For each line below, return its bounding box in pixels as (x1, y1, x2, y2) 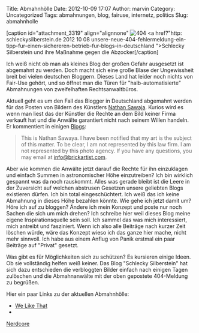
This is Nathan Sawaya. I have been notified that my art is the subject (20, 134, 192, 142)
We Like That (14, 302, 48, 309)
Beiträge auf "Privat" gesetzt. (6, 242, 79, 248)
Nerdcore (6, 320, 30, 327)
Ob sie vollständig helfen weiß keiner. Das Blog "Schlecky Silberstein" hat (6, 260, 188, 266)
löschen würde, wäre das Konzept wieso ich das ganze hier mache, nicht (6, 229, 187, 236)
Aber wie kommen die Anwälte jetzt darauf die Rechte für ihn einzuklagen (6, 165, 188, 172)
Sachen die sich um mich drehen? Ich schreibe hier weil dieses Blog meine (6, 210, 191, 217)
